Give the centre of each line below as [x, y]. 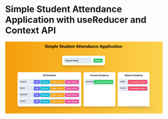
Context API [30, 30]
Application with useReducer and [76, 20]
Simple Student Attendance [64, 9]
